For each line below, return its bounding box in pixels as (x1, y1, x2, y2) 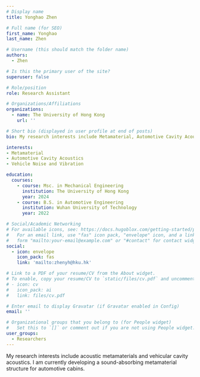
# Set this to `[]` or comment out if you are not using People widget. (6, 325, 196, 331)
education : (6, 172, 33, 178)
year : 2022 (21, 210, 49, 217)
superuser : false (6, 74, 49, 80)
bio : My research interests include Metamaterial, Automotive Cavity (6, 134, 183, 140)
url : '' (17, 118, 36, 123)
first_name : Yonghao (6, 30, 58, 36)
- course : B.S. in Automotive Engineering (17, 199, 124, 205)
